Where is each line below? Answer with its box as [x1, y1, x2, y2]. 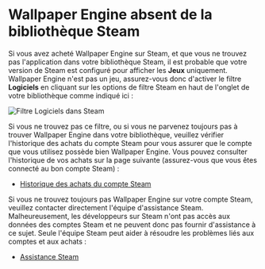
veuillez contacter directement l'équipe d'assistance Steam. [8, 202, 204, 212]
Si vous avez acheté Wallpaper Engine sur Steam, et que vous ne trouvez [8, 48, 248, 58]
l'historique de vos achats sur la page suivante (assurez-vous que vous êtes [8, 155, 258, 164]
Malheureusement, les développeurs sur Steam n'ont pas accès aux [8, 211, 231, 221]
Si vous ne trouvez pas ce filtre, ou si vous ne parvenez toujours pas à [8, 121, 238, 131]
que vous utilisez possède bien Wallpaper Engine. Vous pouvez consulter [8, 147, 248, 156]
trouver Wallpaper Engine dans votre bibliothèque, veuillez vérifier [8, 129, 225, 140]
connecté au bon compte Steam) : [8, 163, 120, 173]
